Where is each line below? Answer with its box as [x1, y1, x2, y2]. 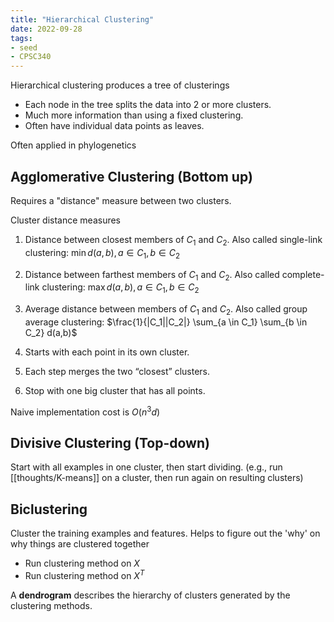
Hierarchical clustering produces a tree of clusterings [10, 79, 230, 91]
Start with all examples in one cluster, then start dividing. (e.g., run [10, 461, 283, 473]
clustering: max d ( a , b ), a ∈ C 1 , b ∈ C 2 [41, 281, 200, 296]
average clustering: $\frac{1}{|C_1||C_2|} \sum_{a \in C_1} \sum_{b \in [24, 316, 308, 328]
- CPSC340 [10, 52, 52, 62]
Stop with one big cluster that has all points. [24, 384, 206, 396]
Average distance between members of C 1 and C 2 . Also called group [24, 303, 308, 317]
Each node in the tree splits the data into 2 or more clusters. [24, 99, 272, 111]
